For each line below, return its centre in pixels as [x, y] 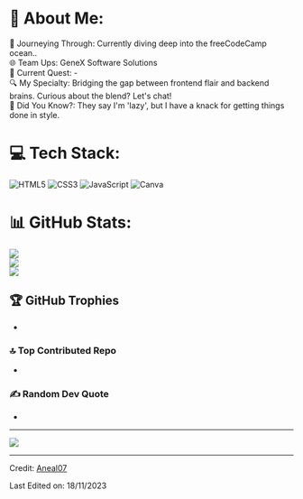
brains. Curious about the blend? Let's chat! [91, 96]
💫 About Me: [57, 18]
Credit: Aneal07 [38, 468]
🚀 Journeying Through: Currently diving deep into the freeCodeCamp [138, 43]
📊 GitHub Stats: [71, 222]
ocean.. [23, 52]
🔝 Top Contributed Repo [63, 350]
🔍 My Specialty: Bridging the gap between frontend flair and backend [139, 83]
